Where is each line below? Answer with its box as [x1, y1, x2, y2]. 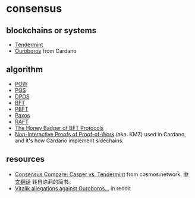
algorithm [6, 65, 43, 75]
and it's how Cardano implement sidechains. [14, 137, 124, 144]
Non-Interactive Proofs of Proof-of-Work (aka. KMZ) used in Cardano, [14, 130, 186, 138]
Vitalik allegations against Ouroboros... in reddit [14, 184, 131, 191]
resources [6, 154, 45, 164]
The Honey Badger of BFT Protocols [14, 124, 104, 132]
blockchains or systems [6, 25, 97, 36]
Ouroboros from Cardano [14, 47, 77, 55]
